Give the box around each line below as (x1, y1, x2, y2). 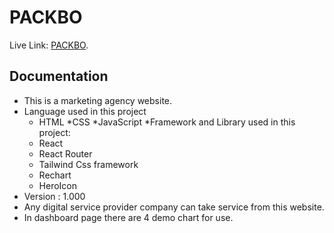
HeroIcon (38, 179, 78, 191)
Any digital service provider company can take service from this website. (23, 201, 325, 213)
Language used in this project (23, 105, 147, 117)
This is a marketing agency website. (23, 94, 173, 106)
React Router (38, 147, 93, 160)
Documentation (9, 68, 109, 85)
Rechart (38, 169, 72, 181)
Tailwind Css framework (38, 158, 139, 170)
